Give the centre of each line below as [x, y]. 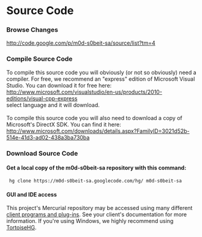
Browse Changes [32, 30]
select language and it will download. [53, 105]
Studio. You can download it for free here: [59, 85]
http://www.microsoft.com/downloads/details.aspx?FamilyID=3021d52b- [98, 131]
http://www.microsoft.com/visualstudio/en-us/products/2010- [84, 92]
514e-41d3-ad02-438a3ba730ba [48, 137]
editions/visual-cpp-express [42, 98]
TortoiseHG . [21, 228]
